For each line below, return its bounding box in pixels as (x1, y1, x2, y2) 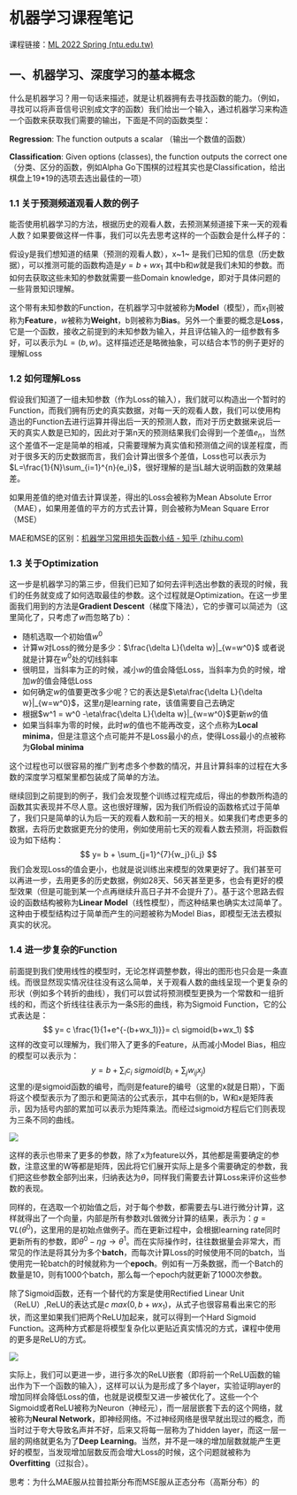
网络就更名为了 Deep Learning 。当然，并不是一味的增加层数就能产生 (24, 1435, 274, 1446)
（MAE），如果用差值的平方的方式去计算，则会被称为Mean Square (9, 502, 249, 513)
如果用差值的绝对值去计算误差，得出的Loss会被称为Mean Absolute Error (9, 492, 272, 502)
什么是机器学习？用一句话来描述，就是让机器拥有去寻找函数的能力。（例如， (9, 92, 285, 103)
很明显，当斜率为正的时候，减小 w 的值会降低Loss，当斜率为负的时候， (21, 664, 278, 675)
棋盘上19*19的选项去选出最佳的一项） (9, 172, 147, 183)
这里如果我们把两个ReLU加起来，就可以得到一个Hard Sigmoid (32, 1311, 256, 1322)
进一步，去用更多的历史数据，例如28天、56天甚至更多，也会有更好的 (24, 875, 277, 885)
